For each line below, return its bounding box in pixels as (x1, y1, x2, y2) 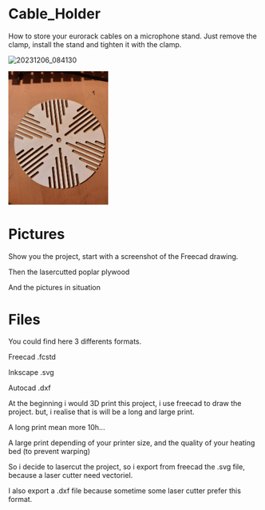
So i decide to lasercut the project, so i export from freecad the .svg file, (8, 462, 245, 472)
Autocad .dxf (8, 383, 51, 392)
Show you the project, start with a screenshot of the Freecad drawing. (8, 251, 239, 261)
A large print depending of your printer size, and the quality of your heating (8, 438, 255, 448)
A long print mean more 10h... (8, 423, 105, 432)
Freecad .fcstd (8, 353, 56, 362)
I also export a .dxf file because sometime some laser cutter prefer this (8, 486, 242, 496)
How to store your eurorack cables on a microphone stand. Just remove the (8, 31, 257, 41)
